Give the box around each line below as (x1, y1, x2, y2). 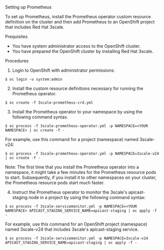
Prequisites (5, 34, 28, 39)
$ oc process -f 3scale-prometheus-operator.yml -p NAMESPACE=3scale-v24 (5, 151, 160, 156)
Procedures (5, 58, 28, 63)
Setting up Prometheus (5, 4, 52, 10)
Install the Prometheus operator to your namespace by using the (12, 109, 142, 114)
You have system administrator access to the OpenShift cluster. (12, 43, 141, 49)
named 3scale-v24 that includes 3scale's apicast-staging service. (5, 226, 139, 232)
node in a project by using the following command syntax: (28, 194, 146, 200)
